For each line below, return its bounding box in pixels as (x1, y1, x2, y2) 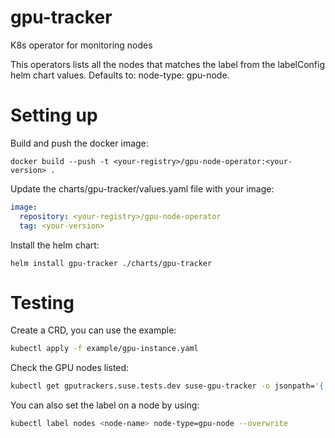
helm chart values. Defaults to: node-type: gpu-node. (10, 69, 230, 81)
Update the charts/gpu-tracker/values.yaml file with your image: (10, 182, 275, 195)
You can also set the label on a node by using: (10, 399, 200, 411)
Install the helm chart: (10, 239, 100, 251)
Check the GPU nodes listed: (10, 362, 130, 374)
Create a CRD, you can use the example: (10, 324, 177, 336)
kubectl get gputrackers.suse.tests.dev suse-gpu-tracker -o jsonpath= (10, 381, 315, 391)
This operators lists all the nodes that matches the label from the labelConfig (10, 58, 325, 70)
